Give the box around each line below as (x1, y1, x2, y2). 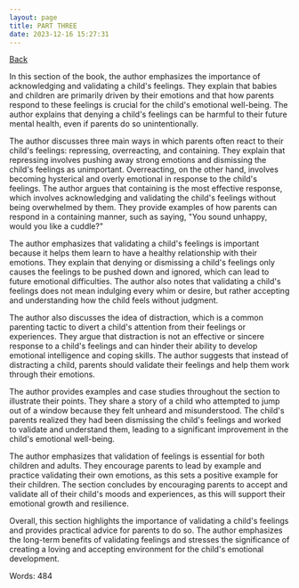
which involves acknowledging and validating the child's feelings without (9, 192, 277, 203)
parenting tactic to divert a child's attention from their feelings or (9, 322, 246, 332)
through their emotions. (9, 369, 95, 380)
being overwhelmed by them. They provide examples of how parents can (9, 202, 278, 213)
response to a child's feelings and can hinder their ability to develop (9, 340, 258, 352)
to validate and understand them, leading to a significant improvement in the (9, 424, 289, 435)
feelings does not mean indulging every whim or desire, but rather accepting (9, 286, 290, 297)
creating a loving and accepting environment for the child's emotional (9, 544, 264, 555)
